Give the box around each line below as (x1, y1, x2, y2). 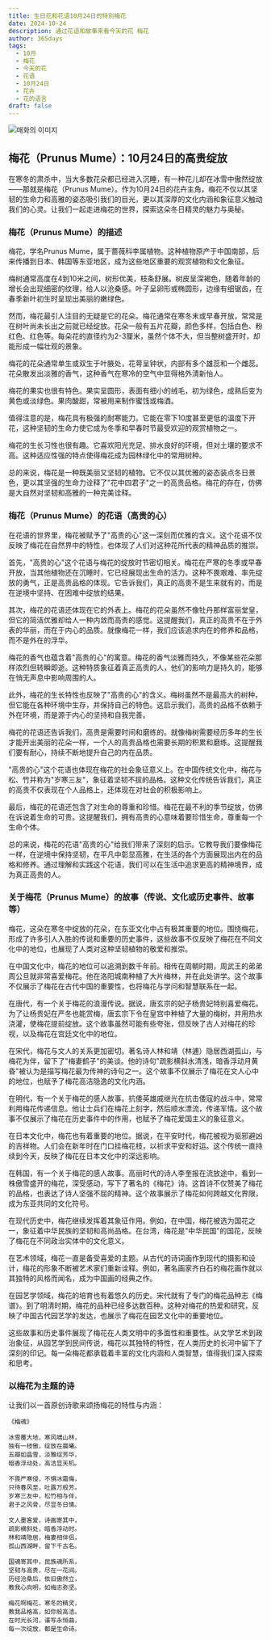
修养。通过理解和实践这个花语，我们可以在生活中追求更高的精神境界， (22, 859, 256, 869)
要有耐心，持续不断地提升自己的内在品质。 (15, 747, 157, 757)
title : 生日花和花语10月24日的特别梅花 (8, 11, 127, 20)
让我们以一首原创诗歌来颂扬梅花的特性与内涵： (8, 1400, 164, 1410)
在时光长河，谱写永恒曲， (8, 1617, 81, 1625)
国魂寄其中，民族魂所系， (8, 1558, 81, 1566)
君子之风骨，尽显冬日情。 (8, 1501, 81, 1509)
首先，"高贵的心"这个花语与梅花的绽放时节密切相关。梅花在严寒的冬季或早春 (8, 557, 263, 567)
